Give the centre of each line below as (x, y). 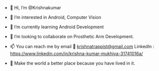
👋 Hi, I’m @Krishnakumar (35, 8)
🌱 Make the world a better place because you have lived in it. (73, 63)
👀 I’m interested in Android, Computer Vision (55, 17)
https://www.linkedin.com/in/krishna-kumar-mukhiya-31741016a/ (76, 54)
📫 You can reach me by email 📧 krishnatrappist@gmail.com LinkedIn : (82, 46)
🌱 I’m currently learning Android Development (57, 27)
